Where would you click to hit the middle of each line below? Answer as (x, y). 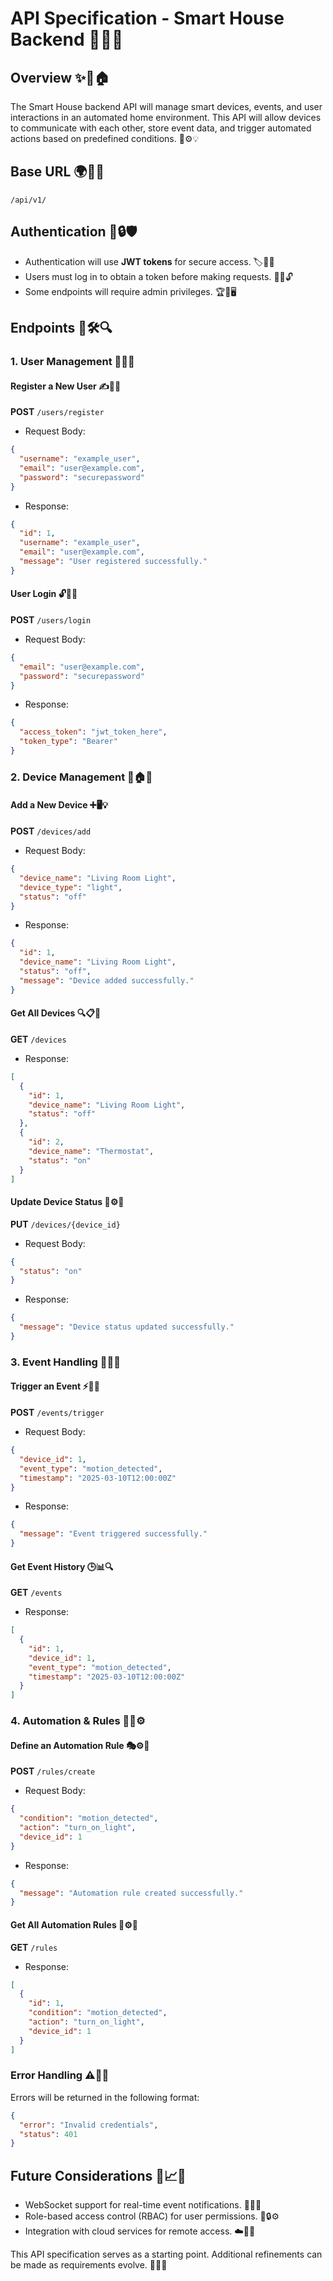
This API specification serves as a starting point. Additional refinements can (166, 2254)
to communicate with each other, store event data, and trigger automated (161, 128)
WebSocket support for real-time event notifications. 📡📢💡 (143, 2205)
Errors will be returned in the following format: (105, 2097)
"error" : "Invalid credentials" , (89, 2125)
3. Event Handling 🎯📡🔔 (65, 1362)
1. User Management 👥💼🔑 (72, 361)
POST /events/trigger (57, 1412)
